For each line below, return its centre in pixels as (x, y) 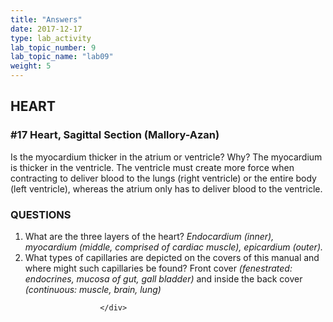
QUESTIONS (41, 214)
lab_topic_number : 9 (53, 47)
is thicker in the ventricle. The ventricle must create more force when (152, 167)
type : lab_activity (51, 38)
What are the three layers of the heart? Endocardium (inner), (149, 236)
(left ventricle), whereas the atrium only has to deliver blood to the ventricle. (166, 188)
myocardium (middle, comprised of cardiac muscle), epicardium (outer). (174, 247)
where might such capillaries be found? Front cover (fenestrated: (158, 268)
